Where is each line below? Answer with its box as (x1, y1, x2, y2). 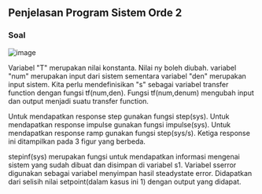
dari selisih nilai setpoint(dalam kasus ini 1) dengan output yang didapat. (8, 177, 242, 186)
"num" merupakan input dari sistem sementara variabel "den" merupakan (8, 71, 246, 81)
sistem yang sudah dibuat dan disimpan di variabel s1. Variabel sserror (8, 160, 237, 170)
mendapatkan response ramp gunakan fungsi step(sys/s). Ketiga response (8, 128, 250, 137)
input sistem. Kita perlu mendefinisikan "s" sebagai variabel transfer (8, 79, 229, 89)
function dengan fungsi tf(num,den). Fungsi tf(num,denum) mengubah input (8, 88, 254, 97)
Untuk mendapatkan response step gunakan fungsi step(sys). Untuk (8, 112, 230, 121)
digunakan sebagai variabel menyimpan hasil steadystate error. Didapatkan (8, 168, 253, 178)
